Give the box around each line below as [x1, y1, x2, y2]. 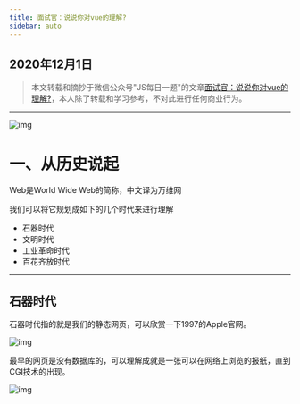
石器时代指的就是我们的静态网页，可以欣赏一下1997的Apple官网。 [9, 319, 252, 330]
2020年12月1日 [9, 56, 94, 72]
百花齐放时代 [21, 257, 70, 267]
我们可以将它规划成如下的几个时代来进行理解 [9, 204, 174, 215]
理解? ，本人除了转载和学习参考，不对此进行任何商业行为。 [30, 93, 247, 104]
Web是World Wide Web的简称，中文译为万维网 [9, 185, 182, 196]
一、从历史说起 [9, 154, 120, 174]
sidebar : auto [9, 21, 62, 30]
